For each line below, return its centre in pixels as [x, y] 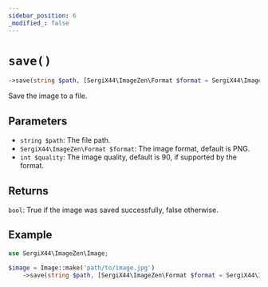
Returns [29, 191]
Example [30, 235]
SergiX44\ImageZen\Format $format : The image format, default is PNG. [135, 149]
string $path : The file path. [65, 140]
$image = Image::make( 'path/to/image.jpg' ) [82, 268]
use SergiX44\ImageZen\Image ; [59, 253]
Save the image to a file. [48, 96]
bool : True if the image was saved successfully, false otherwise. [114, 210]
